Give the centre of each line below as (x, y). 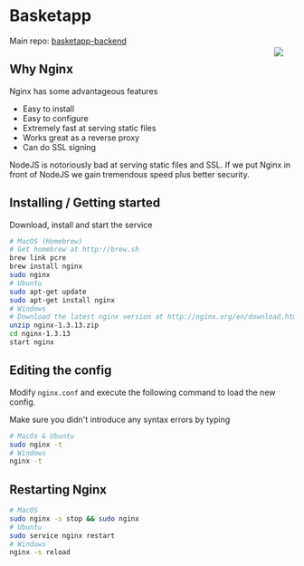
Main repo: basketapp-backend (68, 41)
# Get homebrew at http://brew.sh (75, 250)
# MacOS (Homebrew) (46, 241)
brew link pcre (38, 258)
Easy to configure (55, 118)
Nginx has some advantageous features (84, 91)
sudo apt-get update (48, 292)
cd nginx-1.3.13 (40, 334)
